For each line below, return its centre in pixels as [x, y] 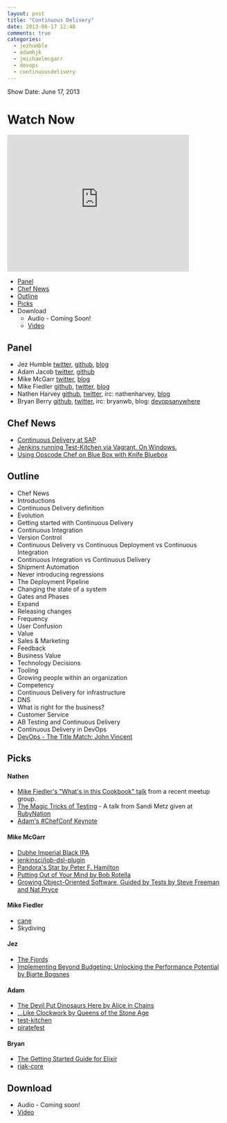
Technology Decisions [49, 663]
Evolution [30, 515]
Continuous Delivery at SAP [57, 440]
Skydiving [31, 928]
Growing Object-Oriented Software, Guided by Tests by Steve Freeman [118, 882]
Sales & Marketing [43, 640]
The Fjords [33, 960]
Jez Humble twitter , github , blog [63, 365]
